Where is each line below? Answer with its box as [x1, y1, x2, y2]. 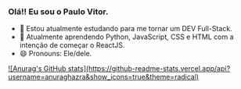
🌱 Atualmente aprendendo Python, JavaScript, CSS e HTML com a [19, 32, 234, 41]
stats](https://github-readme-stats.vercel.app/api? [67, 64, 231, 73]
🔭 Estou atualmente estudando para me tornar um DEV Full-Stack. [19, 24, 232, 34]
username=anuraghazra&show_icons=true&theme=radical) [8, 73, 200, 82]
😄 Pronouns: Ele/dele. [19, 49, 92, 59]
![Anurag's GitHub [8, 64, 67, 73]
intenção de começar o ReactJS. [19, 41, 125, 50]
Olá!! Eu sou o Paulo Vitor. [8, 6, 109, 17]
